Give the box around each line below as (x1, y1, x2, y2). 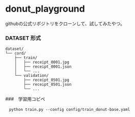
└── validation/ (14, 73, 49, 78)
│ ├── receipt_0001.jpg (14, 60, 70, 65)
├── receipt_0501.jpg (23, 77, 70, 83)
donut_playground (5, 3, 85, 15)
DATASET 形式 (5, 34, 41, 41)
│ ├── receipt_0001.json (14, 64, 72, 69)
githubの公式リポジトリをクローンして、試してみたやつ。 (5, 20, 125, 26)
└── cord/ (5, 51, 26, 56)
